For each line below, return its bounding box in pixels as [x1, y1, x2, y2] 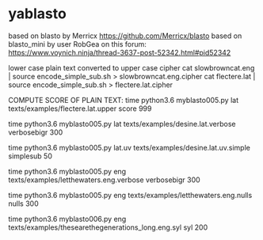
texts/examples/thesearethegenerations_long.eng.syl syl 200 [8, 223, 208, 232]
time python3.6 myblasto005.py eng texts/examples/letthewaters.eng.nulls [8, 190, 253, 200]
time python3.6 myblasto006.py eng [8, 214, 127, 223]
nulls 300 [8, 199, 39, 208]
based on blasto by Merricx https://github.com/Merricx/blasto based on [8, 31, 242, 40]
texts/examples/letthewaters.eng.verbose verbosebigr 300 [8, 175, 200, 185]
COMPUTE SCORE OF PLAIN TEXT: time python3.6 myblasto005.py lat [8, 95, 239, 105]
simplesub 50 [8, 151, 53, 161]
